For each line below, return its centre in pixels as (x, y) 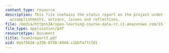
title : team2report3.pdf (31, 38)
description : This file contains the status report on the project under (84, 15)
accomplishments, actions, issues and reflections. (65, 19)
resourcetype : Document (30, 33)
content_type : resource (30, 10)
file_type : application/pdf (35, 29)
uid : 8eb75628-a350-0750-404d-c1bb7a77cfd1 (52, 43)
